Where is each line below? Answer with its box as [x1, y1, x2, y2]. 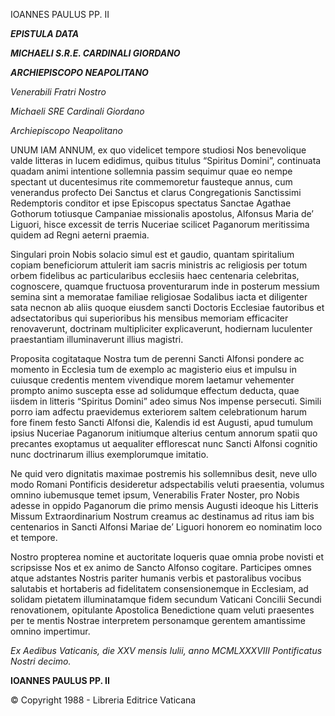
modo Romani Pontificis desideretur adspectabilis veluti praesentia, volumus [10, 479, 325, 490]
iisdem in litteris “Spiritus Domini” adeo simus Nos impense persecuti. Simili [10, 395, 322, 407]
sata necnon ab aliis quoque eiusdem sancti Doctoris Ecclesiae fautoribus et [10, 302, 325, 313]
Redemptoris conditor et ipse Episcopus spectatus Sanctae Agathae [10, 197, 292, 209]
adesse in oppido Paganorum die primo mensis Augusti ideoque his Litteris [10, 500, 319, 511]
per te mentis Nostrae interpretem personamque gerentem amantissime [10, 615, 306, 626]
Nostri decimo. [10, 655, 72, 667]
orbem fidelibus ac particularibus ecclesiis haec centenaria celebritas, [10, 270, 300, 281]
